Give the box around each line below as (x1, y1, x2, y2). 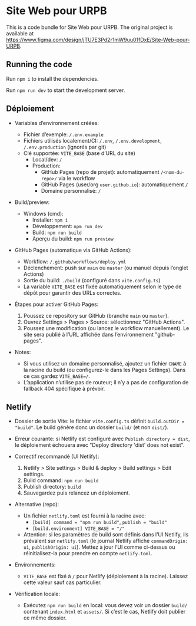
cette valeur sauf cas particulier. (23, 579, 102, 586)
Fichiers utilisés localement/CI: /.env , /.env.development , (23, 137, 162, 144)
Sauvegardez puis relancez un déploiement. (23, 489, 131, 496)
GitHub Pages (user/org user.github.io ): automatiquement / (41, 181, 188, 188)
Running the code (6, 60, 72, 70)
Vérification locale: (14, 591, 61, 598)
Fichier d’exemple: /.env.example (23, 131, 104, 138)
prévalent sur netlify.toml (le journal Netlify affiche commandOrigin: (23, 538, 188, 545)
